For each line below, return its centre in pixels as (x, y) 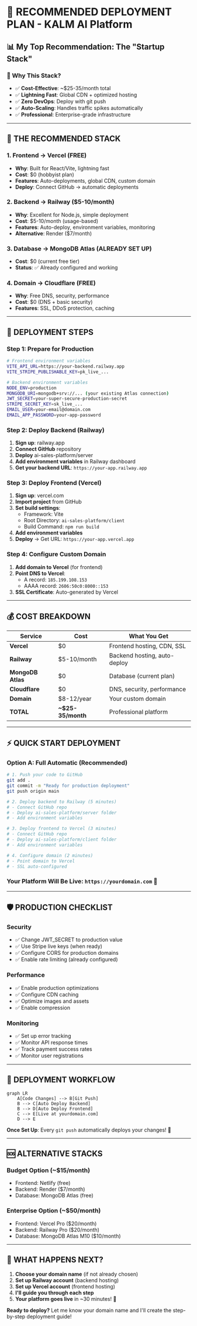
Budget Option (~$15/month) (48, 1170)
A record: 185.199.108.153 (55, 580)
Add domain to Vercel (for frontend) (59, 567)
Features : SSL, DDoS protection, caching (65, 308)
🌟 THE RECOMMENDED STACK (64, 139)
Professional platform (139, 712)
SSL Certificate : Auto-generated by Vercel (67, 592)
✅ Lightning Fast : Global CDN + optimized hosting (76, 95)
